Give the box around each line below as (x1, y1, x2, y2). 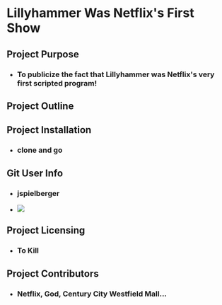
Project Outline (6, 100, 74, 112)
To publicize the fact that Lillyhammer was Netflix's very (16, 69, 215, 79)
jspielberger (16, 188, 60, 198)
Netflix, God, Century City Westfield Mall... (16, 289, 168, 299)
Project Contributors (6, 267, 100, 280)
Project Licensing (6, 224, 86, 236)
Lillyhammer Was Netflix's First (6, 5, 195, 21)
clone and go (16, 145, 63, 155)
